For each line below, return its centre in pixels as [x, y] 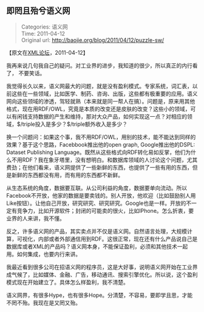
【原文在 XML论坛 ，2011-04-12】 [47, 52]
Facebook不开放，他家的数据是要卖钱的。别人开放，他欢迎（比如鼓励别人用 [101, 195]
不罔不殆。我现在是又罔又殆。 [43, 302]
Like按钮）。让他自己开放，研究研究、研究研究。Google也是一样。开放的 [96, 203]
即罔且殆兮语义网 [38, 11]
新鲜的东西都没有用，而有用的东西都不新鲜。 [67, 175]
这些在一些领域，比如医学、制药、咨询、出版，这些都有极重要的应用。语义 [104, 94]
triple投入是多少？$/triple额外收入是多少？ [75, 124]
